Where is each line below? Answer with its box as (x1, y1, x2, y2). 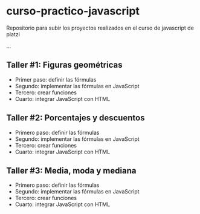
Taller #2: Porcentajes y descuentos (6, 113, 145, 123)
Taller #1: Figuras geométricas (6, 60, 123, 70)
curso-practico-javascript (6, 4, 140, 18)
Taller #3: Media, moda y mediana (6, 165, 137, 176)
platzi (6, 30, 20, 37)
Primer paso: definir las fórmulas (15, 76, 97, 83)
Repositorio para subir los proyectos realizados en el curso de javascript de (6, 24, 195, 31)
